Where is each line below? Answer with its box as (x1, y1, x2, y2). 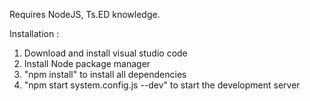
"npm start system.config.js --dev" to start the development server (23, 79, 301, 91)
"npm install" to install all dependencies (23, 69, 187, 80)
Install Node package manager (23, 58, 151, 69)
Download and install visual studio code (23, 47, 188, 59)
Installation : (9, 28, 60, 39)
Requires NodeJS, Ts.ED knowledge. (9, 9, 161, 20)
